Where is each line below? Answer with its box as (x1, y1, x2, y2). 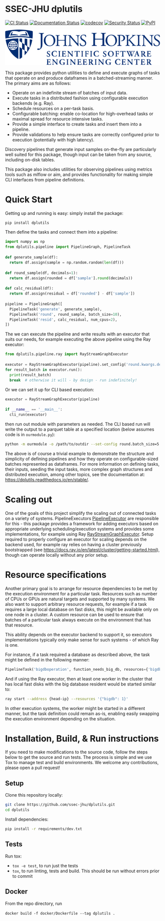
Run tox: (5, 853, 22, 859)
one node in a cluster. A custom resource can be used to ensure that (5, 611, 144, 618)
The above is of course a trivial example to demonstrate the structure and (5, 450, 154, 456)
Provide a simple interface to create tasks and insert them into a (12, 121, 142, 127)
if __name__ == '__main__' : (5, 407, 63, 412)
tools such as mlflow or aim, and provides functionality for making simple (5, 171, 153, 178)
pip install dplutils (5, 220, 50, 225)
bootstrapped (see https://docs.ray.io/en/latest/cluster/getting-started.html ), (5, 547, 160, 553)
